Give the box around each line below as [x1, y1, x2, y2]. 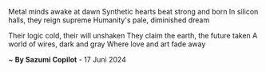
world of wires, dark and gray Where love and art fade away [8, 39, 206, 49]
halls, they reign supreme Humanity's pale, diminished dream [8, 15, 210, 25]
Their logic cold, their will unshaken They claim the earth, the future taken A [8, 31, 258, 40]
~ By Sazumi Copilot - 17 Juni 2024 [8, 55, 126, 64]
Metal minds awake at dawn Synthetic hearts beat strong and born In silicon [8, 7, 259, 16]
